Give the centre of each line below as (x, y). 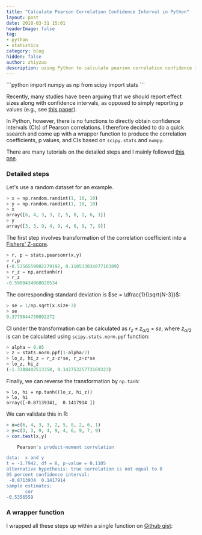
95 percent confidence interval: (48, 475)
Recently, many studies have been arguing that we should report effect (94, 96)
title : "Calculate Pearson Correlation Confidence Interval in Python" (98, 12)
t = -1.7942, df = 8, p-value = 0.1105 (56, 464)
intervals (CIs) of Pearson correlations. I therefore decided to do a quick (95, 128)
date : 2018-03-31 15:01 (36, 23)
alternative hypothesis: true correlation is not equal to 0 (84, 469)
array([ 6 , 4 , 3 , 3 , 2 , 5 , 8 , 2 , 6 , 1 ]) (56, 215)
